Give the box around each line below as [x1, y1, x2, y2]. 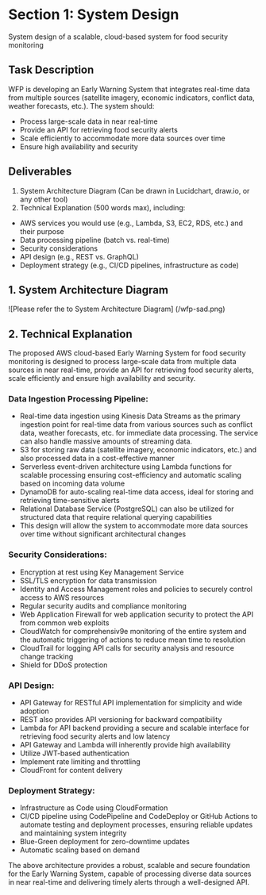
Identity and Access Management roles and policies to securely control [19, 584, 253, 593]
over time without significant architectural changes [19, 529, 187, 539]
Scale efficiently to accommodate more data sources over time [19, 133, 226, 143]
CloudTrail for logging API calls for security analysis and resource [19, 643, 234, 652]
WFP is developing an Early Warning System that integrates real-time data [8, 84, 250, 94]
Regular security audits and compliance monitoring [19, 601, 187, 610]
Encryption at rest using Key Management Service [19, 567, 184, 577]
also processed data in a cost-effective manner [19, 454, 175, 463]
